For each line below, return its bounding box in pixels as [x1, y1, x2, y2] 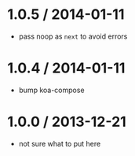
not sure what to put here [18, 139, 101, 148]
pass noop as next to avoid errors [18, 32, 128, 41]
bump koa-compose [18, 85, 85, 95]
